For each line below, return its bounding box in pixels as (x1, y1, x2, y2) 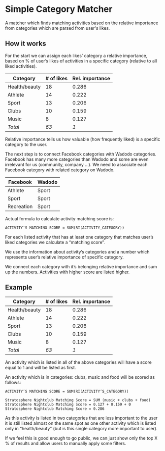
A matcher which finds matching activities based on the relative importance (5, 20, 159, 26)
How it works (5, 40, 46, 48)
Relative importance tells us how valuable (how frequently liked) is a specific (5, 136, 161, 142)
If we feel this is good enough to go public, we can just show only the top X (5, 435, 158, 441)
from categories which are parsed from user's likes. (5, 25, 110, 31)
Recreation (7, 203, 33, 210)
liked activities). (5, 63, 37, 69)
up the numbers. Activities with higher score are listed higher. (5, 269, 130, 275)
